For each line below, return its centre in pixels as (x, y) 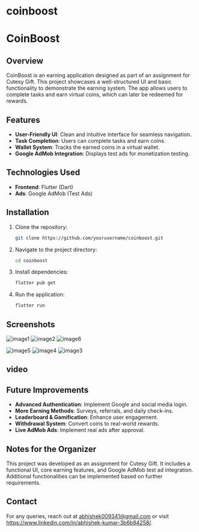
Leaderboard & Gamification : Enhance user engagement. (86, 418)
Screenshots (31, 324)
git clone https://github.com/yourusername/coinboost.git (89, 238)
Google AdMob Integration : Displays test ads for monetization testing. (102, 154)
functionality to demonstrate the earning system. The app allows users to (97, 88)
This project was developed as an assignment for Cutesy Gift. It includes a (98, 463)
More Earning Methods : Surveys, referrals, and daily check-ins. (94, 411)
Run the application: (40, 295)
